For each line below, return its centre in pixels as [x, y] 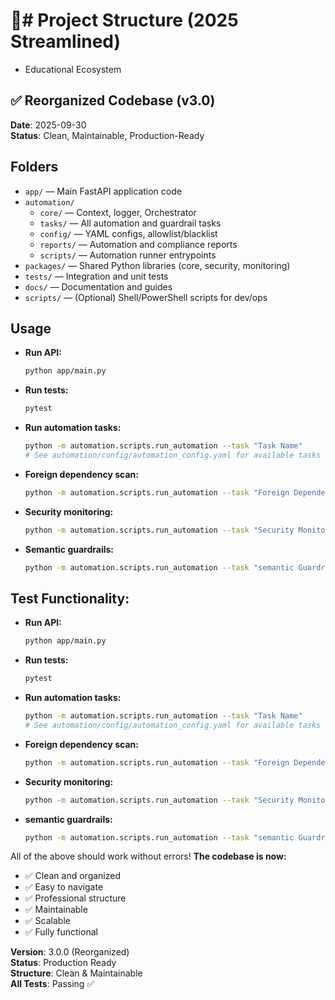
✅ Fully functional [61, 932]
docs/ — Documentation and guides [98, 286]
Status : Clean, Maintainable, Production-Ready [107, 135]
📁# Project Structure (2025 [124, 20]
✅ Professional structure [75, 898]
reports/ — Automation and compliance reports [138, 244]
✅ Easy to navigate [64, 887]
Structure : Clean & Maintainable [76, 973]
